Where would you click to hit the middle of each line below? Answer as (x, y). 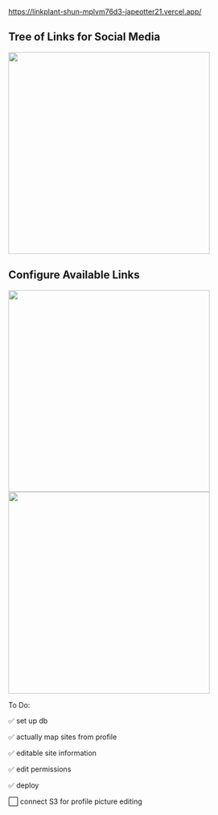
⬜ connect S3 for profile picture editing (75, 801)
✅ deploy (24, 785)
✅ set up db (28, 721)
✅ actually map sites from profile (63, 737)
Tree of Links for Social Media (84, 37)
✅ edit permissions (40, 769)
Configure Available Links (74, 275)
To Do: (19, 704)
